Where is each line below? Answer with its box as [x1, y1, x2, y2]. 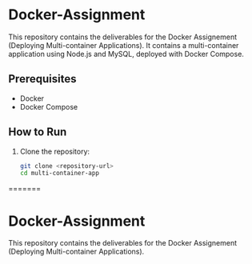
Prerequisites [8, 72, 77, 86]
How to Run [8, 126, 67, 139]
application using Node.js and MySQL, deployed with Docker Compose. [8, 49, 244, 58]
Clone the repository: [19, 146, 90, 156]
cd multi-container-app [19, 170, 100, 178]
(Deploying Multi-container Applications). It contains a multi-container [8, 40, 239, 50]
